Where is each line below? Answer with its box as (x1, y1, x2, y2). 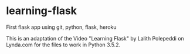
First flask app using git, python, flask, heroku (6, 23, 117, 31)
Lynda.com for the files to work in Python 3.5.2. (6, 41, 121, 48)
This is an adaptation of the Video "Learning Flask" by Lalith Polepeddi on (6, 35, 185, 42)
